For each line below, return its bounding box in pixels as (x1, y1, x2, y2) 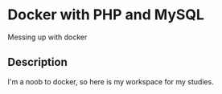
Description (7, 55, 68, 69)
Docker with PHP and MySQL (7, 6, 204, 24)
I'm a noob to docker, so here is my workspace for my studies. (7, 76, 214, 86)
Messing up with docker (7, 32, 88, 42)
